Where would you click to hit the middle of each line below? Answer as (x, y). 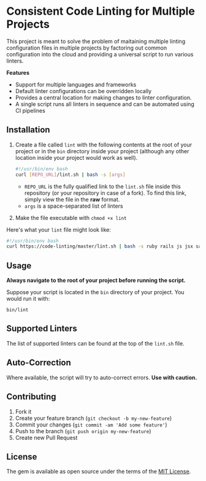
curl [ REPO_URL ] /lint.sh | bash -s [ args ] (70, 175)
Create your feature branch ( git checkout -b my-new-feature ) (93, 418)
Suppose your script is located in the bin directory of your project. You (96, 292)
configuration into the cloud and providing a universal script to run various (100, 54)
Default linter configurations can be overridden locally (83, 91)
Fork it (23, 411)
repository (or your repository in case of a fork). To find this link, (105, 193)
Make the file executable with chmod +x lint (71, 218)
